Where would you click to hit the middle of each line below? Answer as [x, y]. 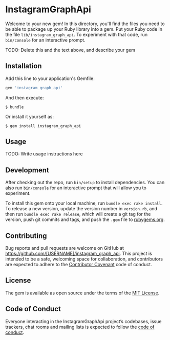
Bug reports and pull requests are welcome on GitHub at [65, 248]
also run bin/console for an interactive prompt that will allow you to [76, 188]
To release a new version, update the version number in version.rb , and [81, 209]
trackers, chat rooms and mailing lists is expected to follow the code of [80, 327]
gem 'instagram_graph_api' [34, 88]
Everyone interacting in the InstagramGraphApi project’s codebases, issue [83, 321]
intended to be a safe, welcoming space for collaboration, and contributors [84, 259]
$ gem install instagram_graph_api [43, 126]
